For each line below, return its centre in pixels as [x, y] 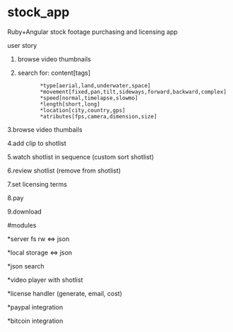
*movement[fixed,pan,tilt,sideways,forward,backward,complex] [133, 92]
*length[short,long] [70, 104]
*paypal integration [35, 307]
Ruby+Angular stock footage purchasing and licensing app [92, 32]
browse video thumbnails [54, 59]
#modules [22, 225]
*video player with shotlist [45, 280]
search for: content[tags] [54, 73]
